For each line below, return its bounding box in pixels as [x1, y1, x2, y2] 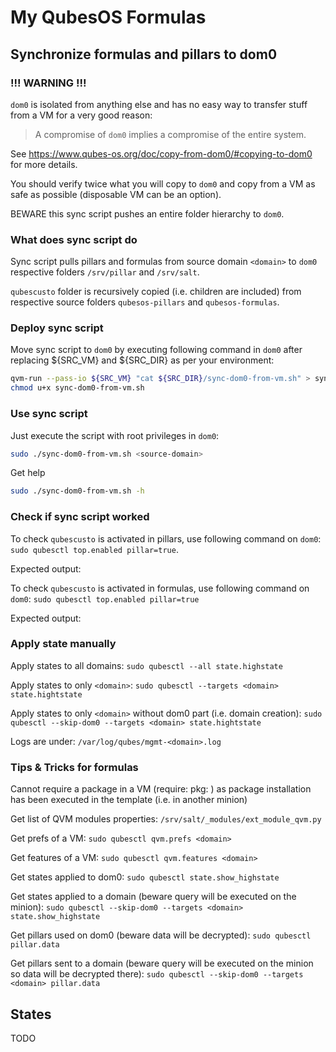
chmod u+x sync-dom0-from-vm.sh [10, 383, 145, 393]
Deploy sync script [10, 321, 104, 335]
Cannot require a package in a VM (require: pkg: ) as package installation [10, 783, 312, 795]
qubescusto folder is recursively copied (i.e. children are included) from [10, 286, 302, 298]
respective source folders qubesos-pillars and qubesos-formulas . [10, 296, 280, 308]
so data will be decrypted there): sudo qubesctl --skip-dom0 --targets [10, 968, 304, 980]
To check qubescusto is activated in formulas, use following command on [10, 582, 310, 594]
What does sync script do [10, 232, 138, 246]
